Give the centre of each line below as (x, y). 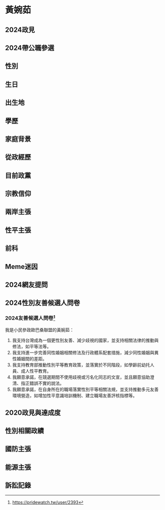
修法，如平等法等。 (32, 347)
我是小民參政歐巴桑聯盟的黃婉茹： (40, 330)
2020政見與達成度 (33, 413)
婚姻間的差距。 (32, 359)
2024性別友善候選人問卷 (42, 303)
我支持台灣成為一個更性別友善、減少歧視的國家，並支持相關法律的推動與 (85, 340)
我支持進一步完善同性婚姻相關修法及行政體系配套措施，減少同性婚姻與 (83, 353)
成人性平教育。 (36, 371)
